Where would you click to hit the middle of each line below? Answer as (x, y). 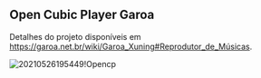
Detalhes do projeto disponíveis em (76, 36)
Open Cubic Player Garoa (82, 15)
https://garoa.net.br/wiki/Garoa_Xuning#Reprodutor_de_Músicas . (131, 46)
